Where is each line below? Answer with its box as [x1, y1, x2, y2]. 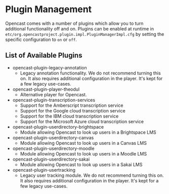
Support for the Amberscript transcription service [20, 102, 123, 108]
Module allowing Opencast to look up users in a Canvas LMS [20, 140, 147, 146]
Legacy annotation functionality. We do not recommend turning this [20, 70, 161, 76]
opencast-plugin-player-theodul [12, 86, 80, 92]
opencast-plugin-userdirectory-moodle [12, 145, 95, 151]
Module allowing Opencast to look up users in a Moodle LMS [20, 150, 147, 157]
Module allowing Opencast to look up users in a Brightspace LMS [20, 129, 157, 135]
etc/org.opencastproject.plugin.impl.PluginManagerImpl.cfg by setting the [5, 31, 164, 37]
